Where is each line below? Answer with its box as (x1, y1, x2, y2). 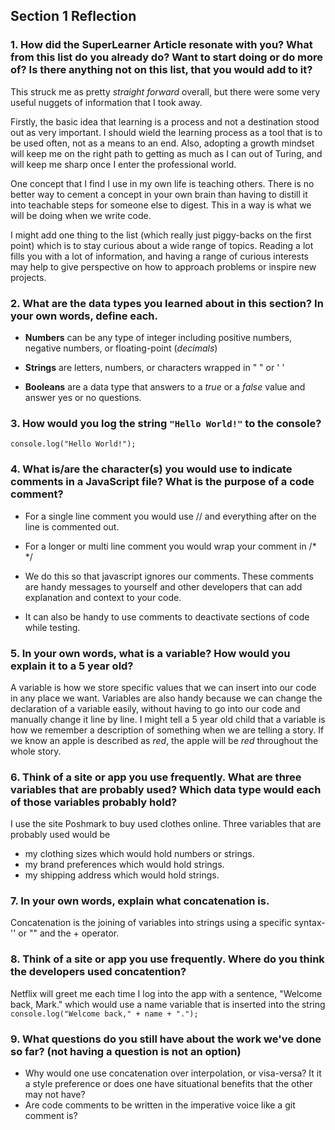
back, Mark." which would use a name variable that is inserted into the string (10, 998, 326, 1010)
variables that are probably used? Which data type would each (10, 782, 322, 796)
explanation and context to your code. (24, 591, 182, 603)
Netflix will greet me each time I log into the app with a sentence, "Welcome (10, 987, 323, 999)
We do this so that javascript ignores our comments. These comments (24, 570, 314, 582)
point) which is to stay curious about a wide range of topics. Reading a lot (10, 239, 314, 251)
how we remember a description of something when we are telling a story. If (10, 724, 325, 736)
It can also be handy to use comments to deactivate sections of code (24, 610, 310, 623)
